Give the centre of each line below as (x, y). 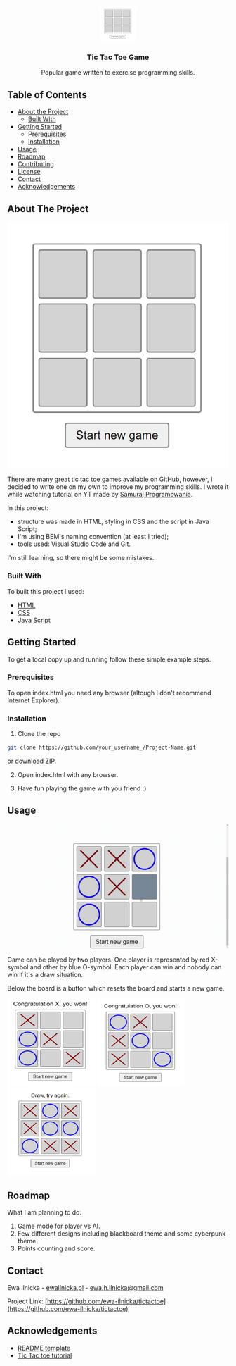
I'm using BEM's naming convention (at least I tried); (93, 537)
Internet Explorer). (34, 700)
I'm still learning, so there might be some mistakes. (81, 558)
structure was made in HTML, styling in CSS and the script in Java (113, 522)
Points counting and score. (56, 1248)
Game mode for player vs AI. (59, 1226)
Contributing (35, 164)
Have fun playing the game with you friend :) (82, 788)
